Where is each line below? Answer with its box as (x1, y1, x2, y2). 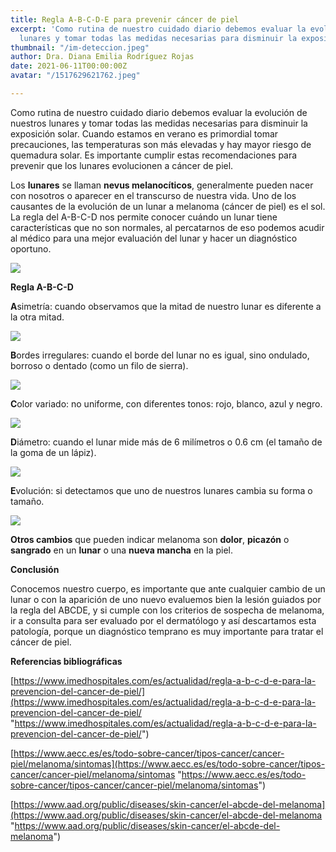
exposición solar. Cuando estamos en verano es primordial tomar (10, 127, 279, 140)
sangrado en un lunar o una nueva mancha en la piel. (10, 544, 234, 556)
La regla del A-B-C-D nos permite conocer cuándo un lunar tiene (10, 211, 278, 223)
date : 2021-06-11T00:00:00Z (10, 61, 128, 71)
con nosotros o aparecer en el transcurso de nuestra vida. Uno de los (10, 189, 297, 201)
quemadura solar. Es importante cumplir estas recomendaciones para (10, 149, 298, 161)
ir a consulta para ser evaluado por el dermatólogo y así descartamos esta (10, 614, 317, 626)
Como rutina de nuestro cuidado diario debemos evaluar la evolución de (10, 106, 308, 118)
